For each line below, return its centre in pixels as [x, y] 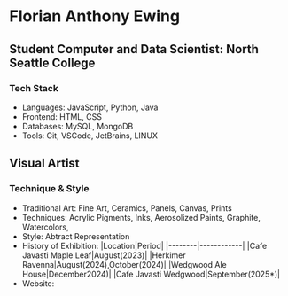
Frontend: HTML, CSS [62, 116]
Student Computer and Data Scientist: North [134, 49]
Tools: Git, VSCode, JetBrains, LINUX [90, 136]
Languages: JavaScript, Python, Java [90, 107]
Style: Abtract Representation [76, 236]
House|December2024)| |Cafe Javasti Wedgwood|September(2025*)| [151, 274]
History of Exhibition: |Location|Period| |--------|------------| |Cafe [144, 245]
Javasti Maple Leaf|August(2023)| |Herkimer [104, 255]
